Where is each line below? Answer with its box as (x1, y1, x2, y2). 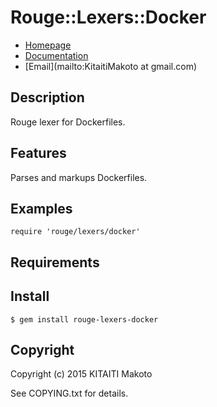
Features (10, 145, 67, 162)
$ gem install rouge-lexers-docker (10, 314, 159, 325)
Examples (10, 200, 73, 217)
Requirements (10, 254, 100, 271)
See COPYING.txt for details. (10, 387, 129, 400)
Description (10, 89, 85, 106)
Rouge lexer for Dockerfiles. (10, 116, 126, 128)
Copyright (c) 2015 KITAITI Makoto (10, 368, 153, 380)
